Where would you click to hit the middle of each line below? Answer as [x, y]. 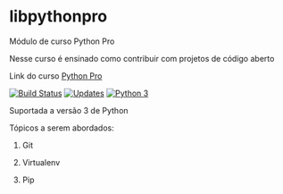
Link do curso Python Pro [56, 76]
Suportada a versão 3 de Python [69, 110]
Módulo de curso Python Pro [62, 41]
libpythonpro [58, 17]
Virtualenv [41, 162]
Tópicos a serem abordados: [62, 128]
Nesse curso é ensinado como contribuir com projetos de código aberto [142, 58]
